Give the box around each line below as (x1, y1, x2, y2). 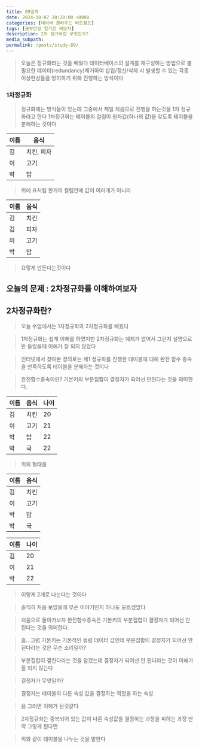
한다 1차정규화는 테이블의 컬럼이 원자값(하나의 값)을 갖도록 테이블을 (36, 113, 193, 120)
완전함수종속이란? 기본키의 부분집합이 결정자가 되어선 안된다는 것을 (20, 375, 177, 383)
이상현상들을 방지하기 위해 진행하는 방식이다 (20, 74, 124, 81)
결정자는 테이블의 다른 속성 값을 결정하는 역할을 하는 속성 (20, 690, 154, 697)
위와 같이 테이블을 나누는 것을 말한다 (20, 735, 106, 743)
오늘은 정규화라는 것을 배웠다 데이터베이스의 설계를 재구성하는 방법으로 (20, 59, 186, 66)
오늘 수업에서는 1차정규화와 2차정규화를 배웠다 (20, 323, 129, 330)
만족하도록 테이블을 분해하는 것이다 (27, 363, 109, 370)
